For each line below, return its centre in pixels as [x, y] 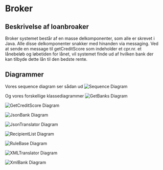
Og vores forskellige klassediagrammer [45, 96]
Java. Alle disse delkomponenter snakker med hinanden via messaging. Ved [82, 44]
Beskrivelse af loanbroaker [47, 27]
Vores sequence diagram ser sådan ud [44, 86]
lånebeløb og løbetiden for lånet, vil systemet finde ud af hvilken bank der [79, 54]
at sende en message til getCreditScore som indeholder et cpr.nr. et [73, 49]
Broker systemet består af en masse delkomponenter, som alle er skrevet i [80, 38]
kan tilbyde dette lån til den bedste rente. [46, 59]
